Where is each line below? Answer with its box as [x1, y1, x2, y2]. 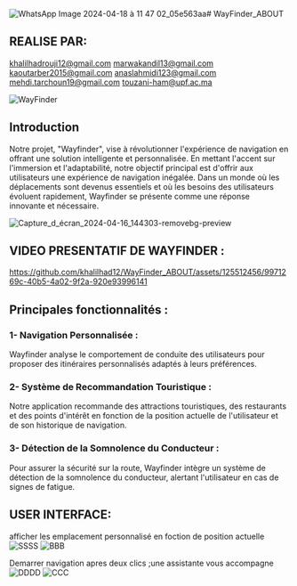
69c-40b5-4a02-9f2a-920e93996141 [9, 276, 148, 287]
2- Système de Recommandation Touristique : [9, 381, 212, 394]
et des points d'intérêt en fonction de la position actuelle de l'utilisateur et [9, 411, 278, 421]
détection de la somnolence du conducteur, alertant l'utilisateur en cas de [9, 472, 279, 483]
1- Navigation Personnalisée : [9, 329, 139, 341]
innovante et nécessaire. [9, 200, 100, 211]
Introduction [9, 120, 80, 135]
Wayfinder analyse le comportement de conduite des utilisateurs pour [9, 349, 265, 360]
